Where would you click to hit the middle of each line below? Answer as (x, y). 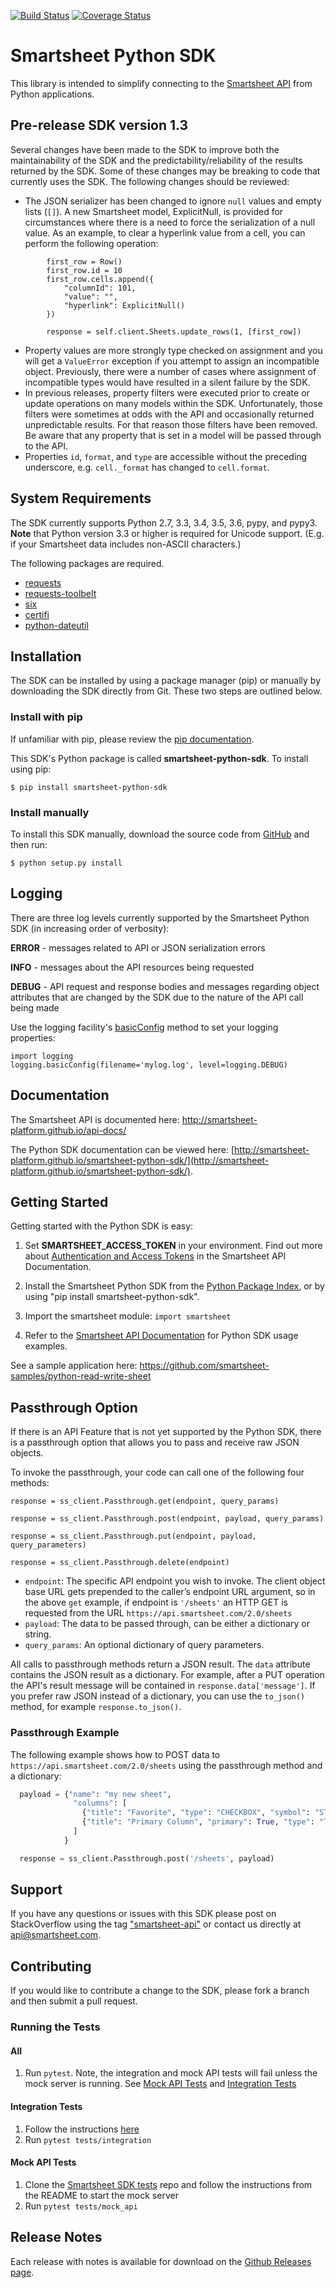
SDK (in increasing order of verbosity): (90, 928)
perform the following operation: (91, 243)
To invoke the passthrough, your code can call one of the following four (157, 1472)
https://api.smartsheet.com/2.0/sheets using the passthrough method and (166, 1765)
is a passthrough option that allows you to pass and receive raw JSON (155, 1442)
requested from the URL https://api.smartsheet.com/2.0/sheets (158, 1613)
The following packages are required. (87, 563)
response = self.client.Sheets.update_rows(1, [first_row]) (174, 331)
